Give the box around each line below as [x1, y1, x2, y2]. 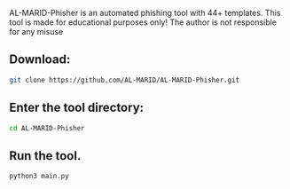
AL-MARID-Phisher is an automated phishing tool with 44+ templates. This [9, 8, 281, 18]
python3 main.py [9, 172, 69, 181]
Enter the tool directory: [9, 100, 145, 115]
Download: [9, 52, 71, 67]
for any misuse [9, 27, 64, 36]
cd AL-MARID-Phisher [9, 123, 86, 132]
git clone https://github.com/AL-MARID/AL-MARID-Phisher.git [9, 75, 240, 84]
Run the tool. [9, 148, 82, 163]
